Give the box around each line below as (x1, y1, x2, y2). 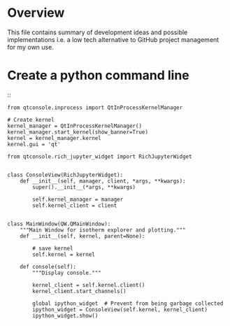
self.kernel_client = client (32, 201, 117, 209)
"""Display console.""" (32, 269, 101, 276)
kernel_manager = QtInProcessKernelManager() (7, 122, 142, 129)
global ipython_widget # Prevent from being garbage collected (32, 299, 224, 307)
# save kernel (32, 245, 73, 252)
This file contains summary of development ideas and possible (7, 28, 188, 36)
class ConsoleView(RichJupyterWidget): (7, 171, 124, 178)
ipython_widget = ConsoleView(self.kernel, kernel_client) (32, 306, 208, 313)
